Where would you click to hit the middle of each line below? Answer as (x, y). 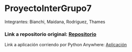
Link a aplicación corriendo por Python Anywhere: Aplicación (66, 45)
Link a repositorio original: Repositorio (50, 34)
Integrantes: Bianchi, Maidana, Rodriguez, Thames (55, 22)
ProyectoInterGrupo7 (48, 8)
